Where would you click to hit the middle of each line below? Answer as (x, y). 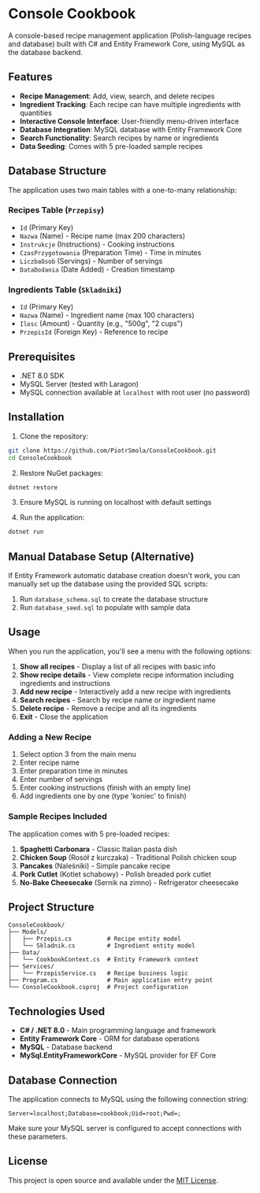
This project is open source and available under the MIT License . (113, 1180)
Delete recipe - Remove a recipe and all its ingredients (108, 708)
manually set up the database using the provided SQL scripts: (108, 584)
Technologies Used (56, 1011)
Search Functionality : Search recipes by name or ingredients (119, 138)
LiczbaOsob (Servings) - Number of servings (91, 261)
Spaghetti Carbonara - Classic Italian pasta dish (98, 849)
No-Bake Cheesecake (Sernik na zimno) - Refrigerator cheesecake (129, 882)
